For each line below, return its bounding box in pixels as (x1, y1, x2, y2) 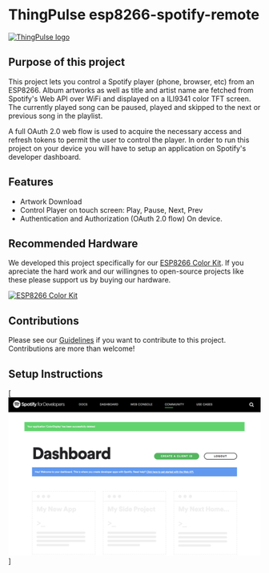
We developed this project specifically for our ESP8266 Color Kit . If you (8, 258, 244, 268)
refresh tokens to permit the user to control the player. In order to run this (8, 135, 250, 144)
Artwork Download (19, 197, 82, 206)
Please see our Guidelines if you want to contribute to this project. (8, 335, 227, 345)
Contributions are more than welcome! (8, 343, 135, 354)
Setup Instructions (8, 367, 103, 380)
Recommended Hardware (8, 237, 139, 250)
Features (8, 175, 54, 189)
